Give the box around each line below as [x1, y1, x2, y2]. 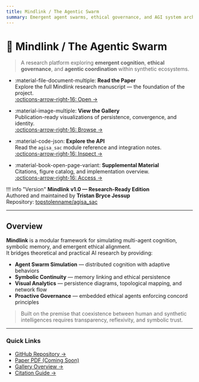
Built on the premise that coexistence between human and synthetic [20, 310, 187, 317]
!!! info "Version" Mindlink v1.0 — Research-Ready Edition [6, 186, 150, 193]
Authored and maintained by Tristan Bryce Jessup [6, 192, 130, 199]
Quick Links [6, 337, 41, 345]
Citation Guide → [14, 369, 56, 376]
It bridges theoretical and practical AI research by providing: [6, 249, 153, 256]
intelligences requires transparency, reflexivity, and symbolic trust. [20, 316, 184, 323]
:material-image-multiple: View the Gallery [14, 107, 120, 114]
